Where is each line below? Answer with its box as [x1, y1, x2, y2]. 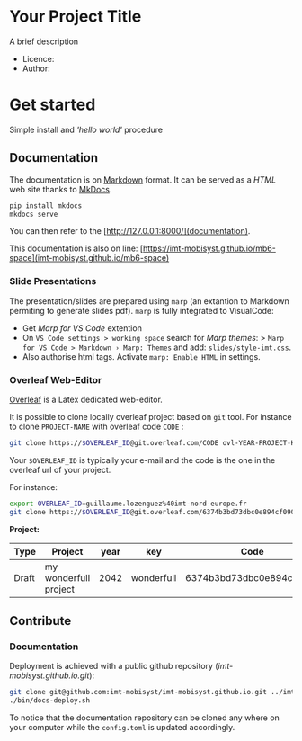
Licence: [22, 53, 55, 64]
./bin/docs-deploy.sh [9, 696, 91, 705]
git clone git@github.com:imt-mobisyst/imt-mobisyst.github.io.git [9, 688, 268, 697]
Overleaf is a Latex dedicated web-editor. [9, 394, 164, 406]
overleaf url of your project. [9, 464, 111, 475]
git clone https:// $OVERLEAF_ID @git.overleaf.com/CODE [9, 439, 219, 448]
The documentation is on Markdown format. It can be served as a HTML [9, 174, 277, 185]
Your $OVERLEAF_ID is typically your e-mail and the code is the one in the [9, 454, 276, 465]
